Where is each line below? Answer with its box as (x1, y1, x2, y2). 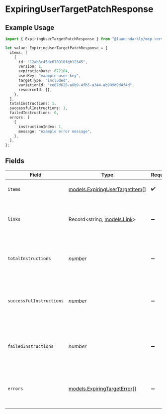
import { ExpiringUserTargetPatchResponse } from (5, 36, 110, 41)
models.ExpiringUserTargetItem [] (69, 186, 147, 193)
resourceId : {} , (18, 87, 52, 92)
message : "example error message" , (18, 129, 92, 134)
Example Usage (5, 23, 55, 32)
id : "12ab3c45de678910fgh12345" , (18, 59, 88, 64)
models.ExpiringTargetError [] (69, 385, 137, 392)
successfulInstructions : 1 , (9, 106, 68, 111)
